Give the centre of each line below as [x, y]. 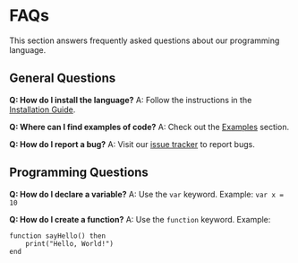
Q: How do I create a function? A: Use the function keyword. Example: [140, 219]
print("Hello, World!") [70, 243]
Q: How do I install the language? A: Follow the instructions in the [131, 100]
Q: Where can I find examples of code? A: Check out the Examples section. [149, 127]
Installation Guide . [43, 110]
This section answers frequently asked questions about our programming [145, 40]
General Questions [63, 79]
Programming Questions [79, 173]
